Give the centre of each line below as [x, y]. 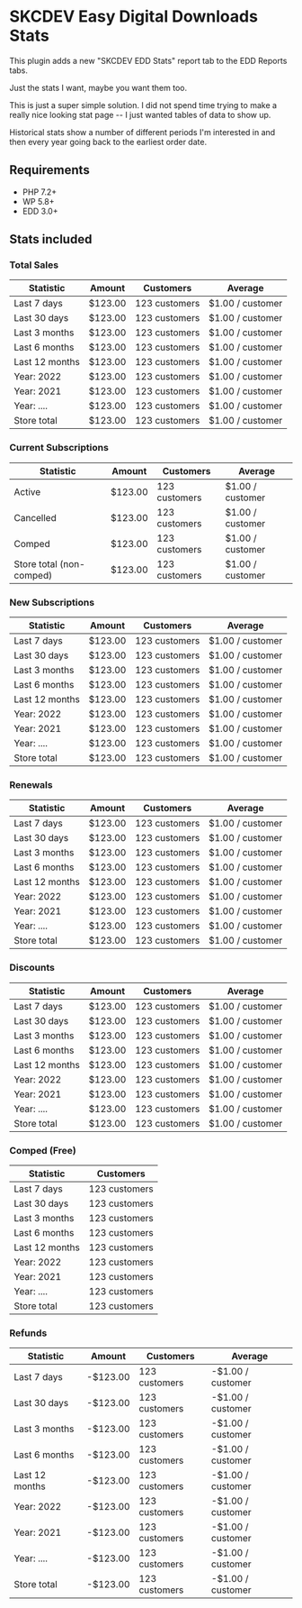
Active [27, 491]
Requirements [49, 170]
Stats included [51, 239]
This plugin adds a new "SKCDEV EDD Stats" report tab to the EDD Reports [148, 60]
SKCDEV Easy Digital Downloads [134, 17]
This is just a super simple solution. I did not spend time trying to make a [143, 105]
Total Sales [34, 265]
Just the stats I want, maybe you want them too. [98, 87]
